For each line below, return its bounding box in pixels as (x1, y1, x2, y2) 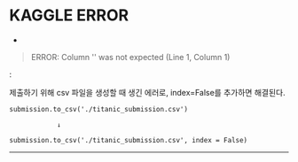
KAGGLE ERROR (9, 5, 129, 26)
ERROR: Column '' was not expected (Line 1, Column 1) (30, 51, 231, 62)
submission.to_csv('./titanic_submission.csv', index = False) (9, 135, 248, 144)
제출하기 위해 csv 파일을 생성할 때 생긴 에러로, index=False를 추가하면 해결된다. (9, 87, 286, 97)
